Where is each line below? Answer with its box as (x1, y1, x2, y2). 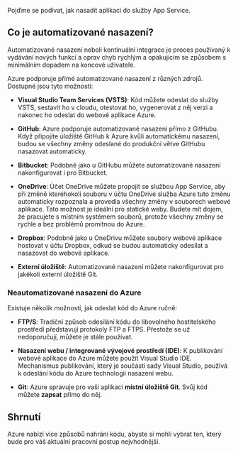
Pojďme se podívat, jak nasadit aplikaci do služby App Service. (7, 6, 191, 14)
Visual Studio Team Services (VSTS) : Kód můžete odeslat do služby (17, 95, 219, 104)
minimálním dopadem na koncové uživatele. (7, 60, 136, 69)
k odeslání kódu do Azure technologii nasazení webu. (17, 369, 174, 378)
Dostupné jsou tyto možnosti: (7, 82, 93, 90)
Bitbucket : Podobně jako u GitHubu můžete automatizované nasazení (17, 160, 221, 169)
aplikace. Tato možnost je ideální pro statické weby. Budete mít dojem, (17, 204, 223, 213)
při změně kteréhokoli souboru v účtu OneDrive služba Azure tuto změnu (17, 190, 231, 198)
